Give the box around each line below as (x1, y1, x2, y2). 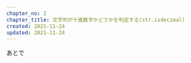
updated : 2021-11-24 (6, 29, 66, 36)
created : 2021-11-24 (6, 23, 66, 29)
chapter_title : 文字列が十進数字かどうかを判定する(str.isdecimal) (6, 16, 186, 23)
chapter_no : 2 (6, 10, 47, 17)
